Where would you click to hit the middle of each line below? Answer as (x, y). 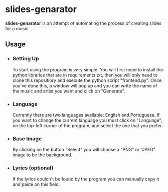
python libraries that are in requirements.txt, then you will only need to (85, 75)
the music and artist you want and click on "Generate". (69, 91)
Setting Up (26, 59)
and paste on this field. (36, 184)
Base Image (27, 138)
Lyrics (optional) (33, 168)
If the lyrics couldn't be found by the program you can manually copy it (86, 179)
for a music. (18, 28)
